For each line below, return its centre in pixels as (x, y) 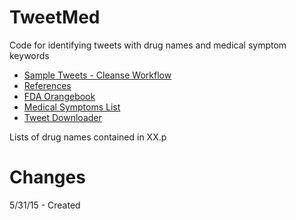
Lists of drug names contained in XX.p (88, 137)
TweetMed (55, 17)
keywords (29, 55)
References (47, 85)
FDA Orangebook (59, 96)
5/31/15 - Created (45, 205)
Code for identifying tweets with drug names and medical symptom (148, 45)
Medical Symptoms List (72, 107)
